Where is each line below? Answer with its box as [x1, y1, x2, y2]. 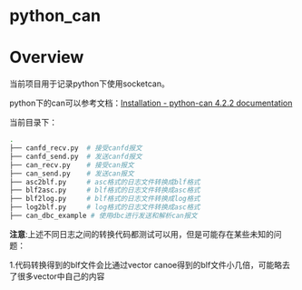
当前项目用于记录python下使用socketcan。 [9, 78, 170, 89]
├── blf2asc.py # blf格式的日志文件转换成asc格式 [9, 185, 200, 195]
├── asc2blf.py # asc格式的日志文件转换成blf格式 [9, 177, 200, 186]
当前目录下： [9, 117, 57, 128]
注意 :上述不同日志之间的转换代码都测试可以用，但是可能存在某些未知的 [9, 228, 275, 239]
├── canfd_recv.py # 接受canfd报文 [9, 144, 142, 153]
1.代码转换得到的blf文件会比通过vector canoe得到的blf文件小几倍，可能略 [9, 259, 283, 270]
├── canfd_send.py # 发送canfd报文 [9, 152, 142, 161]
